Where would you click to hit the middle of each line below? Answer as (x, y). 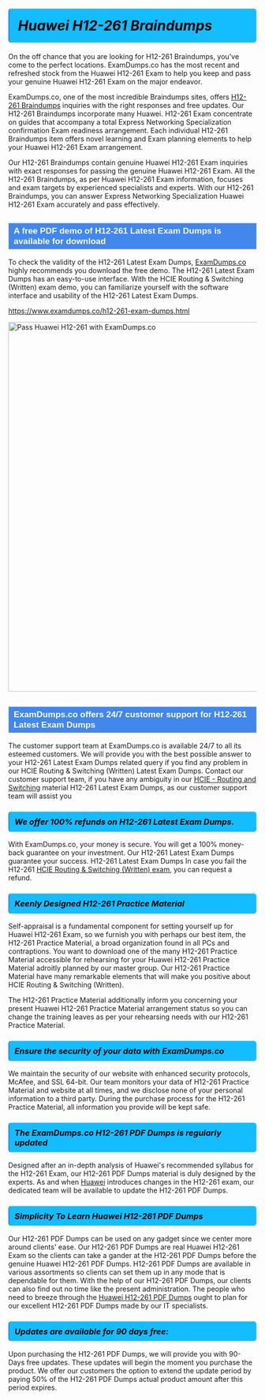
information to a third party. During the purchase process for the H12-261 (127, 1098)
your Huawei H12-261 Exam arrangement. (76, 147)
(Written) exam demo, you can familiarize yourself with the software (118, 287)
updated (31, 1142)
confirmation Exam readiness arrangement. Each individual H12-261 (118, 130)
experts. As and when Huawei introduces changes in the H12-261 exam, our (131, 1182)
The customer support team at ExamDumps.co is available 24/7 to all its (125, 746)
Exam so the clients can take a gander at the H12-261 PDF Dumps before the (132, 1255)
